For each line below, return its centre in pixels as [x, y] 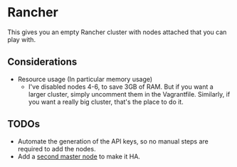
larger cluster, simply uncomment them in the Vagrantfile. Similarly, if [129, 94]
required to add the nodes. [57, 149]
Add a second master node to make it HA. [79, 156]
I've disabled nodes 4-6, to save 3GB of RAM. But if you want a [121, 87]
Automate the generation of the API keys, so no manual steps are [113, 141]
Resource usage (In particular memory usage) [85, 79]
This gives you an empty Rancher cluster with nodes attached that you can [117, 32]
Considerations [42, 62]
